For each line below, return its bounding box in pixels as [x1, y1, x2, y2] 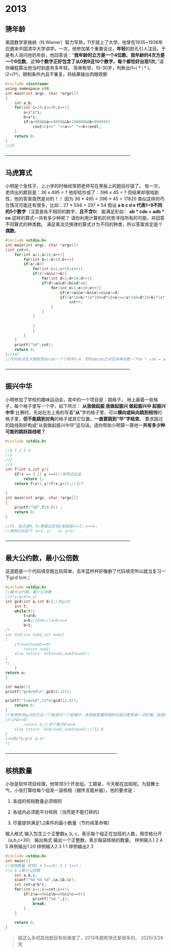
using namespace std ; [5, 86, 51, 91]
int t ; [14, 603, 28, 609]
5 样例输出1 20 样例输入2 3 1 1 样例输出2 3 [5, 844, 94, 849]
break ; [32, 901, 47, 906]
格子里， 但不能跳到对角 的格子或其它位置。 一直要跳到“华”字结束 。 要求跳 [5, 415, 159, 422]
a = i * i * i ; [23, 110, 42, 115]
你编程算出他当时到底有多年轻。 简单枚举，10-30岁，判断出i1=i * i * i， [5, 65, 154, 71]
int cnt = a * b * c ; [14, 882, 47, 887]
